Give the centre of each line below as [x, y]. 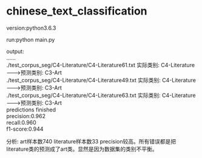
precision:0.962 [26, 116]
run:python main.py [31, 39]
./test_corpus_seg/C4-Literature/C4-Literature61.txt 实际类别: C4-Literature [101, 65]
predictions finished [31, 110]
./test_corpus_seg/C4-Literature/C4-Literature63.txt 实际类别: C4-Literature [101, 95]
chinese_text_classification [77, 11]
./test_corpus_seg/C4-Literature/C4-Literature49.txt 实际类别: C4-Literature [101, 80]
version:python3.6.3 [31, 28]
